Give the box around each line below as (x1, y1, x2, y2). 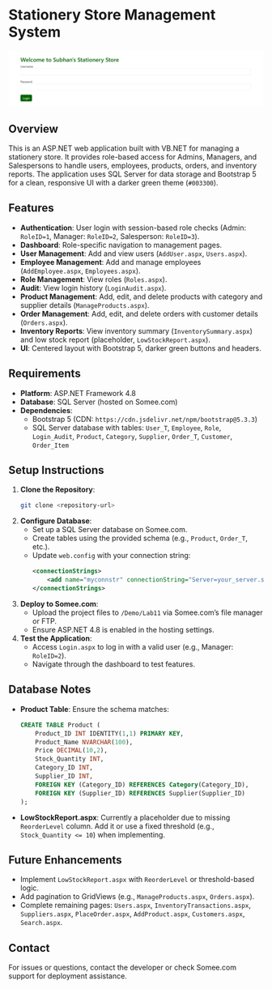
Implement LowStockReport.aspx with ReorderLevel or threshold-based (19, 875, 255, 885)
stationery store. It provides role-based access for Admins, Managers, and (8, 152, 257, 161)
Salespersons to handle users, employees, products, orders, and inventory (8, 160, 257, 170)
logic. (19, 883, 39, 893)
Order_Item (32, 441, 70, 450)
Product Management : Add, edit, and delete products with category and (19, 292, 263, 301)
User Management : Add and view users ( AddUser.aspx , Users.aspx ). (19, 249, 248, 258)
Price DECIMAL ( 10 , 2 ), (35, 747, 108, 755)
